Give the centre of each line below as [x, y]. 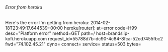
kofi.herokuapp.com [26, 39]
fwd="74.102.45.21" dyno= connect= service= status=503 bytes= [73, 44]
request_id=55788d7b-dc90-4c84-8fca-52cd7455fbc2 [105, 39]
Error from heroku [24, 7]
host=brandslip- [113, 33]
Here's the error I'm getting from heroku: [47, 23]
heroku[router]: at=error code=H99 [100, 28]
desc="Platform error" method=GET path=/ [50, 33]
